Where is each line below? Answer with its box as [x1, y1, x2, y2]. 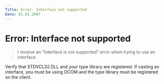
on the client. [5, 74, 32, 80]
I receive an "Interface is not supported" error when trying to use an [17, 49, 156, 55]
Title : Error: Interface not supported [5, 7, 87, 12]
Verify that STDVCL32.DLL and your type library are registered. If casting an [5, 64, 160, 70]
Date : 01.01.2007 [5, 12, 41, 17]
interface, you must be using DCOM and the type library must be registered [5, 69, 159, 75]
